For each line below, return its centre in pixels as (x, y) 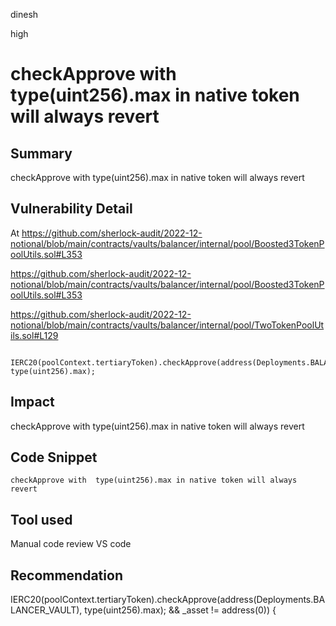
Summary (41, 153)
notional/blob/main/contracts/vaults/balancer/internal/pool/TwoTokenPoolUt (167, 325)
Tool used (41, 519)
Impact (32, 402)
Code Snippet (54, 457)
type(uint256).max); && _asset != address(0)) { (180, 610)
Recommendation (66, 575)
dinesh (24, 14)
